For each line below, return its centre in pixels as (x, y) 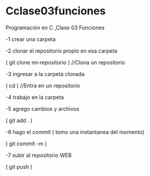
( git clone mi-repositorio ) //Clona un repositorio (65, 62)
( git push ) (19, 166)
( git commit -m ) (26, 143)
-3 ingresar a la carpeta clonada (45, 74)
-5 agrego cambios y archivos (42, 108)
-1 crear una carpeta (31, 39)
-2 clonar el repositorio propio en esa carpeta (62, 51)
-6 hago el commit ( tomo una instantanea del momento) (75, 132)
